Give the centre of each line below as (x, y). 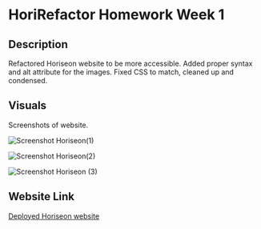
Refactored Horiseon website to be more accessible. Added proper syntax (130, 63)
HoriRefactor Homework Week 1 (116, 15)
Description (38, 44)
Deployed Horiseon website (54, 216)
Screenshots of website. (48, 125)
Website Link (41, 197)
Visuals (27, 106)
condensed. (28, 80)
